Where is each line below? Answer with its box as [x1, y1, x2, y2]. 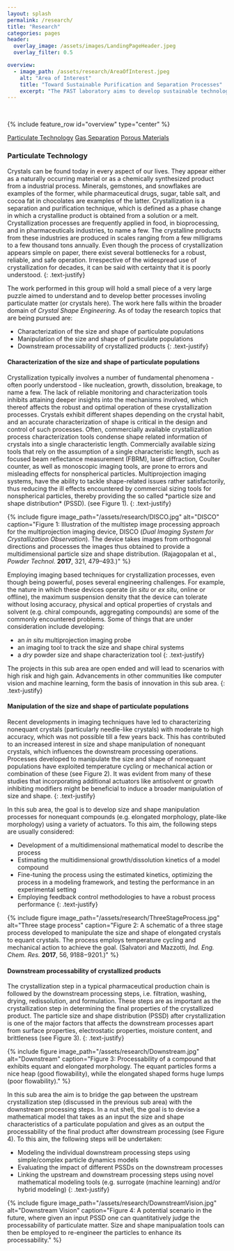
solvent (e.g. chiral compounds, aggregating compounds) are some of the [7, 607, 219, 616]
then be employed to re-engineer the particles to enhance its [7, 1229, 182, 1237]
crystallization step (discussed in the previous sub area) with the [7, 1098, 193, 1106]
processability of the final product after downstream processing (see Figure [7, 1128, 224, 1136]
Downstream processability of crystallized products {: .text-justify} [17, 342, 209, 350]
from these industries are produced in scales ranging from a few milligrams [7, 233, 223, 242]
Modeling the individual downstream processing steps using [17, 1149, 190, 1157]
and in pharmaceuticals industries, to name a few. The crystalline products [7, 226, 221, 234]
